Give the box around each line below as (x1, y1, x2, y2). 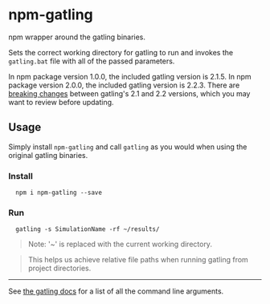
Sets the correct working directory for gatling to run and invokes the (8, 47, 234, 57)
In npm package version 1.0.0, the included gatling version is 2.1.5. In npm (8, 71, 252, 81)
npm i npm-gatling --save (15, 188, 103, 197)
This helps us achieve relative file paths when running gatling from (27, 255, 249, 265)
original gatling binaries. (8, 150, 88, 160)
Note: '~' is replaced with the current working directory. (27, 239, 213, 249)
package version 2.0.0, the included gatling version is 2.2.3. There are (8, 80, 240, 90)
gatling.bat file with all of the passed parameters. (8, 56, 175, 66)
